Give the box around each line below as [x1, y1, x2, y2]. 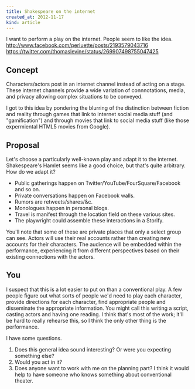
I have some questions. [6, 334, 62, 341]
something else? [14, 352, 54, 359]
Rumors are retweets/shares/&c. [14, 198, 93, 205]
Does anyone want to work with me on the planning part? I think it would [14, 364, 189, 371]
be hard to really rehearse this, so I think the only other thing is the [6, 317, 166, 324]
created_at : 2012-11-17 [6, 14, 64, 20]
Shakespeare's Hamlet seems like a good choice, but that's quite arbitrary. [6, 162, 186, 169]
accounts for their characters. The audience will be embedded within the [6, 241, 182, 248]
